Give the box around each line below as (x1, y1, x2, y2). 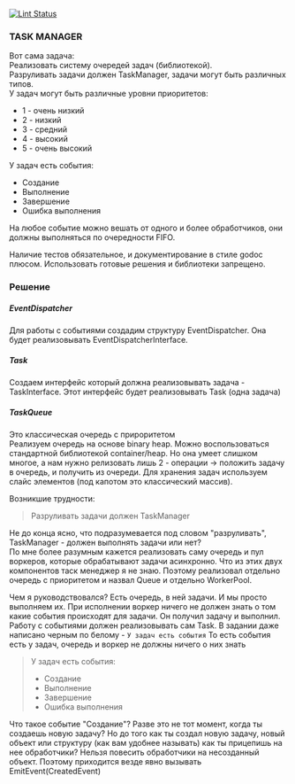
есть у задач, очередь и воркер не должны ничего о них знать (9, 639, 246, 650)
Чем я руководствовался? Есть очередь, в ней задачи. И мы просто (9, 592, 268, 602)
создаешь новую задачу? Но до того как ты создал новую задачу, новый (9, 728, 285, 739)
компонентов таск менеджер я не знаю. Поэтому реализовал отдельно (9, 565, 281, 576)
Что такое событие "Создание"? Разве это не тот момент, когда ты (9, 718, 263, 730)
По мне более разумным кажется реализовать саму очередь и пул (9, 547, 264, 557)
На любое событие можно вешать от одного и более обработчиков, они (9, 222, 283, 234)
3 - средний (21, 124, 68, 135)
